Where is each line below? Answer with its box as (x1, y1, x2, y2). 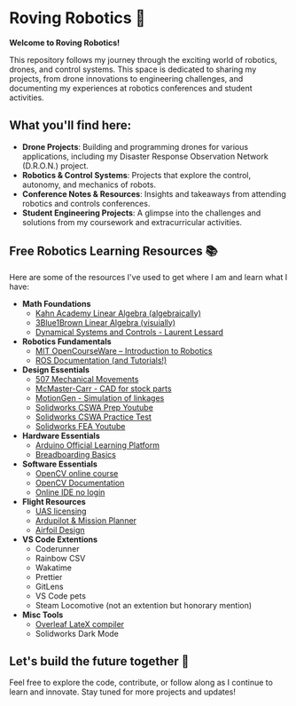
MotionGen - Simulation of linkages (35, 392, 165, 403)
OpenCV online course (35, 467, 119, 478)
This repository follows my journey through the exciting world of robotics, (9, 54, 277, 65)
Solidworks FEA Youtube (35, 420, 126, 431)
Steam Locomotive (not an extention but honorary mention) (35, 600, 253, 610)
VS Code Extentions (21, 534, 98, 545)
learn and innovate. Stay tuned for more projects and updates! (9, 686, 237, 697)
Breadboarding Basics (35, 449, 117, 459)
